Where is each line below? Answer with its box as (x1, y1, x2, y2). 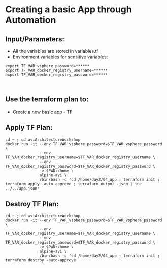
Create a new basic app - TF (12, 109, 73, 115)
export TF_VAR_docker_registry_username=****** (5, 68, 108, 73)
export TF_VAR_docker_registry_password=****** (5, 72, 108, 77)
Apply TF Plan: (5, 123, 53, 132)
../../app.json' (5, 186, 40, 191)
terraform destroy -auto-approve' (5, 258, 79, 263)
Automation (5, 14, 56, 26)
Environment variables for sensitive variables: (12, 53, 108, 60)
